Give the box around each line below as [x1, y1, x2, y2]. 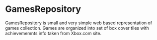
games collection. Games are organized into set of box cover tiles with [5, 25, 149, 31]
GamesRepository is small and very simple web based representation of [5, 20, 153, 26]
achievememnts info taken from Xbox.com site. [5, 30, 102, 36]
